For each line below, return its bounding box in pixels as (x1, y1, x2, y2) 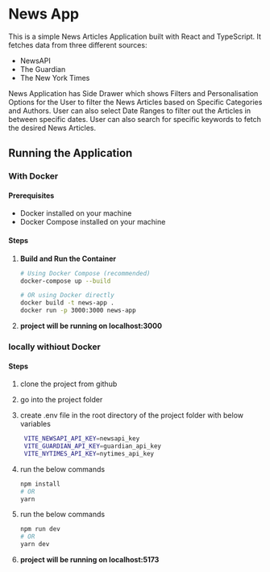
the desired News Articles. (8, 123, 97, 132)
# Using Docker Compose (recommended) (19, 269, 151, 277)
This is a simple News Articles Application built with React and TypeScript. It (8, 32, 262, 41)
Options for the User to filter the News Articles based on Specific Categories (8, 97, 263, 107)
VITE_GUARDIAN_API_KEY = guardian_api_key (23, 442, 162, 451)
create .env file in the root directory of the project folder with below (19, 410, 244, 420)
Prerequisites (8, 191, 55, 200)
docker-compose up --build (19, 276, 111, 285)
